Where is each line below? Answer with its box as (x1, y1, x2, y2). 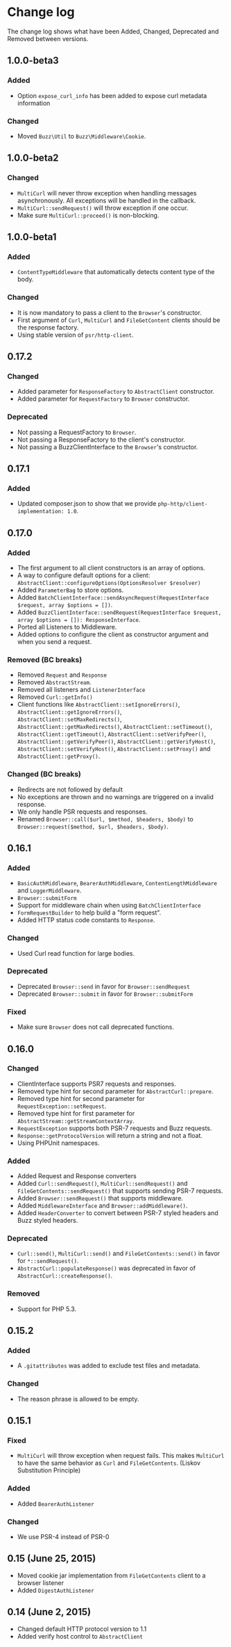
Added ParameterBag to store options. (17, 586, 124, 594)
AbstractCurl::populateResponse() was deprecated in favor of (17, 1264, 196, 1273)
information (17, 99, 51, 107)
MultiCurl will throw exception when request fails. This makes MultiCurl (17, 1452, 225, 1460)
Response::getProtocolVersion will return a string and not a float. (17, 1131, 203, 1139)
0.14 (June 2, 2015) (7, 1606, 92, 1618)
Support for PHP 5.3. (17, 1305, 77, 1313)
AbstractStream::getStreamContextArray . (17, 1116, 135, 1125)
